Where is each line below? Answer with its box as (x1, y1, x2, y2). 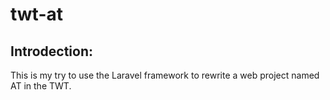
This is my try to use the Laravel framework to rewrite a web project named (10, 69, 320, 81)
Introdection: (10, 43, 94, 60)
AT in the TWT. (10, 80, 72, 92)
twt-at (10, 3, 64, 26)
